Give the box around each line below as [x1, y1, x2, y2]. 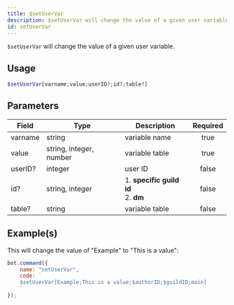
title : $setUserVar [7, 10, 64, 17]
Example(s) [7, 228, 58, 240]
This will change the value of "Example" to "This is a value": [7, 246, 179, 254]
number [46, 152, 72, 162]
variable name [124, 132, 171, 142]
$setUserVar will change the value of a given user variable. [7, 42, 175, 51]
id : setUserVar [7, 23, 52, 30]
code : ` [19, 272, 42, 279]
